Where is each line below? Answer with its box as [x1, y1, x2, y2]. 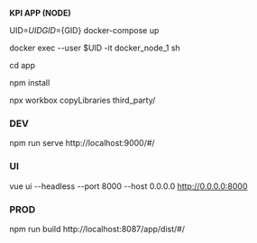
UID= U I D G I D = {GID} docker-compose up [9, 25, 160, 35]
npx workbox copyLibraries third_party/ [9, 94, 156, 105]
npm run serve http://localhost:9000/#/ [9, 138, 155, 148]
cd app [9, 60, 36, 70]
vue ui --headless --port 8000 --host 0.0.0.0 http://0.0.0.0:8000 [9, 180, 248, 192]
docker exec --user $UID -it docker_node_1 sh [9, 42, 180, 53]
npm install [9, 77, 50, 88]
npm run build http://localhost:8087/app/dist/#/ [9, 223, 185, 234]
